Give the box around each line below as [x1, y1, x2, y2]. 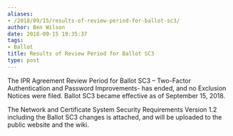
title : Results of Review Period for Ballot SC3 [7, 51, 155, 58]
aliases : [7, 10, 33, 18]
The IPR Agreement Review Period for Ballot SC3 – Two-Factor [7, 76, 191, 85]
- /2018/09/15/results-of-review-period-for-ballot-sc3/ [7, 17, 180, 24]
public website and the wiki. [7, 120, 89, 129]
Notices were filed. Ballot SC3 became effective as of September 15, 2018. [7, 91, 226, 100]
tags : [7, 37, 24, 44]
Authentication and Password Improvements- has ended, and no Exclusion [7, 83, 227, 93]
